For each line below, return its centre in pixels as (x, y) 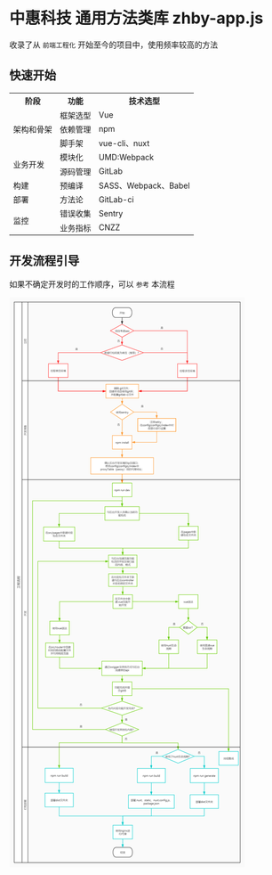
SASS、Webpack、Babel (144, 185)
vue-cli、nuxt (124, 143)
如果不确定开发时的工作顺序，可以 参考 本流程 (92, 284)
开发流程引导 (44, 261)
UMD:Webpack (126, 157)
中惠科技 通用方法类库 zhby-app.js (136, 18)
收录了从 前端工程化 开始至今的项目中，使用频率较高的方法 (114, 45)
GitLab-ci (117, 199)
